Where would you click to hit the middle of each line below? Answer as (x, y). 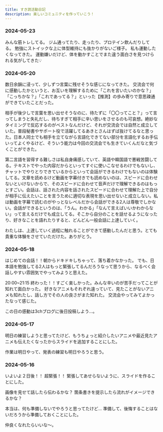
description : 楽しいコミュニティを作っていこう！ (50, 14)
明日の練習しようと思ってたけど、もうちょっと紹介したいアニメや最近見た (79, 336)
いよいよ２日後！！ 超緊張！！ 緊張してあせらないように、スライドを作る (78, 376)
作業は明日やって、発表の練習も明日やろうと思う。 (56, 352)
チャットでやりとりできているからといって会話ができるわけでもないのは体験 (81, 172)
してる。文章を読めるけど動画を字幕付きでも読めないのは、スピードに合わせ (81, 178)
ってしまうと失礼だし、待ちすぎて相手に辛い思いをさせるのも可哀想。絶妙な (81, 119)
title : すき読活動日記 (25, 9)
